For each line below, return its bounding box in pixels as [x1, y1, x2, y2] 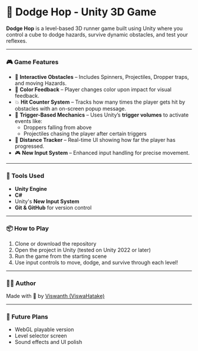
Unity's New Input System [14, 197, 80, 205]
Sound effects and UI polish [14, 339, 82, 346]
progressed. [14, 143, 45, 150]
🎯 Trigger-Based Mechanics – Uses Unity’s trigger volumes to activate [14, 111, 189, 118]
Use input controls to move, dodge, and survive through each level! [14, 259, 179, 266]
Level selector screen [14, 332, 67, 339]
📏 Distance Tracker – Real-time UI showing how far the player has [14, 137, 176, 144]
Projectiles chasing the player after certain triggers [23, 130, 147, 137]
